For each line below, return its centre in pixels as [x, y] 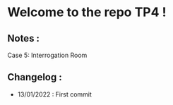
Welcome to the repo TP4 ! [87, 12]
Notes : [24, 38]
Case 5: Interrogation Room [47, 55]
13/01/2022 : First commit [54, 94]
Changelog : [35, 77]
